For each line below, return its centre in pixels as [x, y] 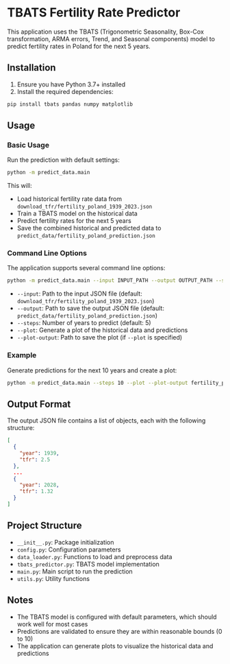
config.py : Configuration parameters [69, 549]
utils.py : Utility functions [53, 578]
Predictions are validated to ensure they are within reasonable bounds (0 [119, 631]
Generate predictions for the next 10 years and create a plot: [92, 370]
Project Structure [44, 526]
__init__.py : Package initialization [65, 542]
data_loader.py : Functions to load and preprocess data [94, 556]
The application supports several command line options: [86, 268]
